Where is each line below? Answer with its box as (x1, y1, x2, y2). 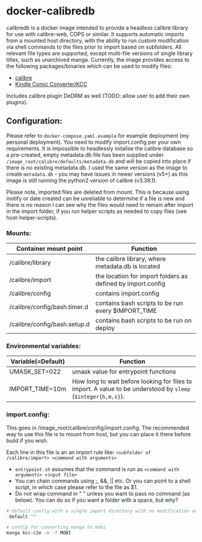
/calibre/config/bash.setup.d (9, 320, 90, 328)
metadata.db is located (95, 262, 161, 271)
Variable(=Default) (10, 357, 65, 366)
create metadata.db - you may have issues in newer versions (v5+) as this (6, 170, 188, 177)
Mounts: (6, 229, 32, 237)
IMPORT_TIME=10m (9, 385, 67, 393)
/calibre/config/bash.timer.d (9, 303, 88, 311)
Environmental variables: (6, 342, 81, 350)
